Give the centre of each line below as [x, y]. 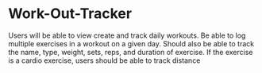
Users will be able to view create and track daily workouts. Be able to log [127, 35]
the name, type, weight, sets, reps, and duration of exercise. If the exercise [131, 52]
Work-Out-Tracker [70, 14]
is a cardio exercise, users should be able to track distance [104, 60]
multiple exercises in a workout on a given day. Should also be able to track [131, 43]
